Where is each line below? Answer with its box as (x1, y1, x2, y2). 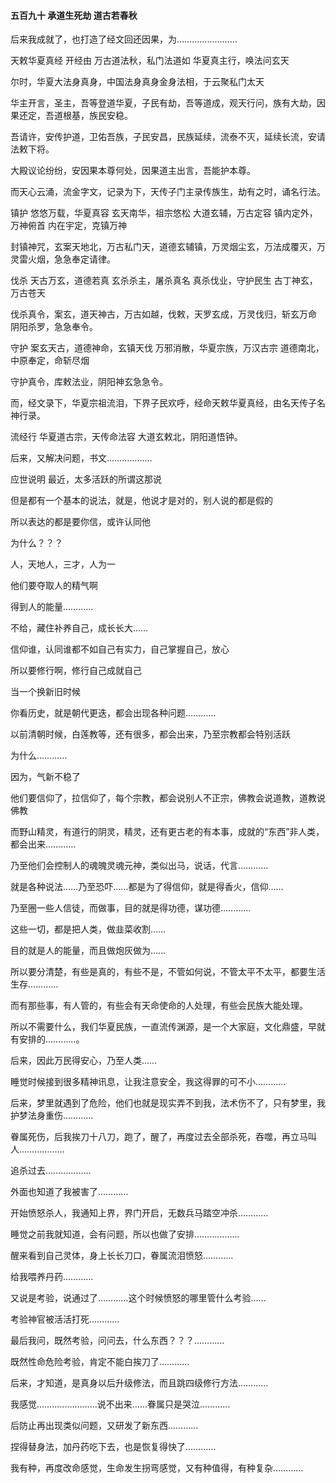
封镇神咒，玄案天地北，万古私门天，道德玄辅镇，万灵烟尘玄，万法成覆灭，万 (10, 241, 326, 253)
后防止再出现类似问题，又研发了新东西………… (10, 1420, 199, 1432)
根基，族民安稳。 (62, 110, 133, 122)
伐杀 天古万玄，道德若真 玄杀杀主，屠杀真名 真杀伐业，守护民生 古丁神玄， (10, 275, 318, 287)
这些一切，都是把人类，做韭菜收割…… (10, 923, 167, 935)
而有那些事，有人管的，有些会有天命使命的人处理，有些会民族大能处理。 (10, 1000, 308, 1012)
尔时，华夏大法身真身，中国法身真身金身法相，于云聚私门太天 (10, 76, 265, 88)
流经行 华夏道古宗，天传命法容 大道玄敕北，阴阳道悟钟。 (10, 431, 243, 443)
